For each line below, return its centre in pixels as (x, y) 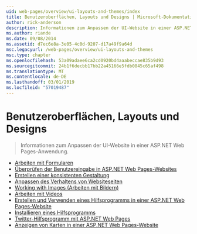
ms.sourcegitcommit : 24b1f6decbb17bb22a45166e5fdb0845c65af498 (85, 66)
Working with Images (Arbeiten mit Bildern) (67, 187)
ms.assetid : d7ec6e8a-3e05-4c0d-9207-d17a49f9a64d (69, 44)
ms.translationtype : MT (35, 71)
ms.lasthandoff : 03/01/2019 (40, 82)
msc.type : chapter (28, 55)
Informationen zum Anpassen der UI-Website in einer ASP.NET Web (102, 145)
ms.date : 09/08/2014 (31, 39)
